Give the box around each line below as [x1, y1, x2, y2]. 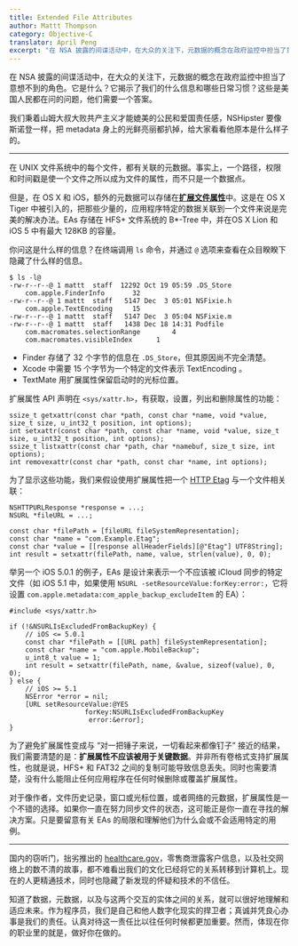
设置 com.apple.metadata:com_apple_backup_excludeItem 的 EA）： [9, 589, 248, 600]
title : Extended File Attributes [9, 12, 133, 22]
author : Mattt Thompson [9, 21, 98, 30]
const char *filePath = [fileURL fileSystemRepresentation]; [9, 526, 240, 536]
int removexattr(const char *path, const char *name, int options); [9, 458, 268, 467]
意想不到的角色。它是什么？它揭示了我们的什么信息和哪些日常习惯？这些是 [9, 83, 281, 93]
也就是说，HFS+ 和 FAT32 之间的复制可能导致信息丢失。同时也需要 [24, 762, 270, 774]
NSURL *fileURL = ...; [9, 511, 93, 520]
